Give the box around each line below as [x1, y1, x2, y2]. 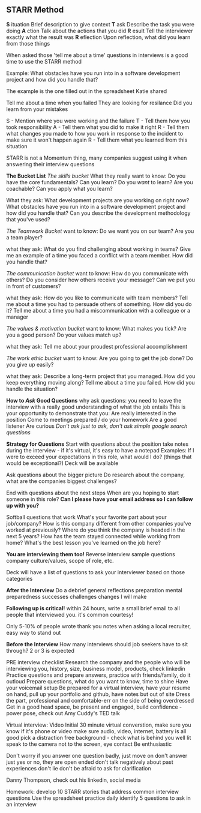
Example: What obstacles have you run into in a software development [6, 69, 181, 77]
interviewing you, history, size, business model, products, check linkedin [6, 665, 185, 672]
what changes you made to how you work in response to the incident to [6, 130, 184, 137]
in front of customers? [6, 282, 61, 290]
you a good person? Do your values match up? [6, 331, 122, 338]
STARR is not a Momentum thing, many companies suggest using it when [6, 154, 187, 161]
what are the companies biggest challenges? [6, 477, 117, 485]
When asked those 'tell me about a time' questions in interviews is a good [6, 51, 188, 59]
